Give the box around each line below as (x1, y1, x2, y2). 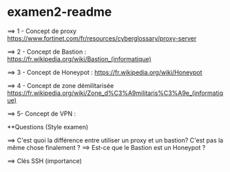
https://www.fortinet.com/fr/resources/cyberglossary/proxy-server (7, 34, 197, 42)
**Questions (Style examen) (7, 122, 89, 131)
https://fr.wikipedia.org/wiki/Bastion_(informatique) (7, 54, 151, 63)
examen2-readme (7, 4, 112, 20)
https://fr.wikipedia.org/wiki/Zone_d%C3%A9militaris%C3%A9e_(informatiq (7, 89, 224, 97)
